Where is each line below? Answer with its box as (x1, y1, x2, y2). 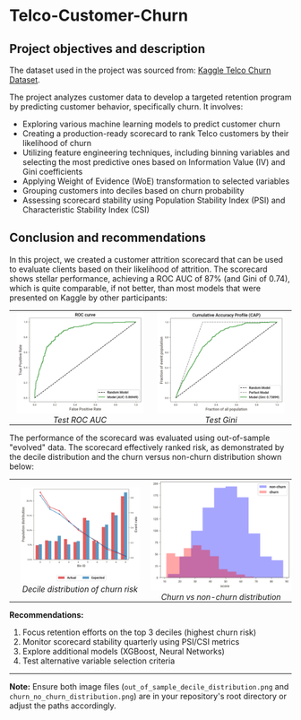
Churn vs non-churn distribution (160, 592, 281, 603)
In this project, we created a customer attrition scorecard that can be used (9, 254, 284, 265)
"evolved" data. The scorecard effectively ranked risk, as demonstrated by (9, 441, 285, 453)
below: (9, 461, 34, 472)
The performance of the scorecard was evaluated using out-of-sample (9, 432, 271, 443)
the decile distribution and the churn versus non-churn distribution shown (9, 451, 282, 462)
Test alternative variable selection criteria (21, 655, 176, 666)
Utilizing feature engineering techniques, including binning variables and (21, 147, 290, 158)
